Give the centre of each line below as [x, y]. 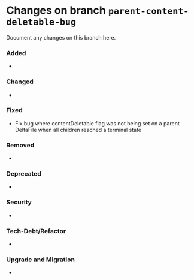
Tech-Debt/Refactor [36, 231]
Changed [20, 82]
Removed [20, 145]
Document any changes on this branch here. [61, 37]
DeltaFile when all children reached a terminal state [78, 130]
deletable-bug [41, 22]
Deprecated [24, 174]
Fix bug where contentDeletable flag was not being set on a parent [97, 123]
